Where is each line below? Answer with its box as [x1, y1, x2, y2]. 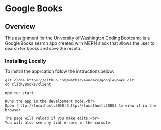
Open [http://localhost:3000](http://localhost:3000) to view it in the [5, 103, 156, 108]
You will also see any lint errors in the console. [5, 120, 112, 125]
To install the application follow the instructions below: [5, 68, 115, 74]
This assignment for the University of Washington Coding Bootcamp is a [5, 35, 150, 41]
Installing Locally [5, 57, 46, 64]
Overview [5, 22, 36, 31]
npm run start [5, 91, 34, 96]
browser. [5, 108, 23, 113]
